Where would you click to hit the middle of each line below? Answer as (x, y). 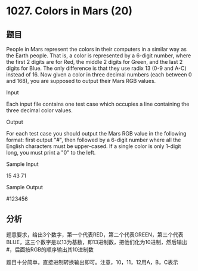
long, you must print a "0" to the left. (51, 153)
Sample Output (25, 187)
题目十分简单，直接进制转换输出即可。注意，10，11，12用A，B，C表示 (92, 262)
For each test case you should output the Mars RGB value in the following (96, 133)
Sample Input (22, 164)
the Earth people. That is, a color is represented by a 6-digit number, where (99, 56)
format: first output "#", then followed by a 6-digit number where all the (94, 140)
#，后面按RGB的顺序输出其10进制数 (50, 250)
